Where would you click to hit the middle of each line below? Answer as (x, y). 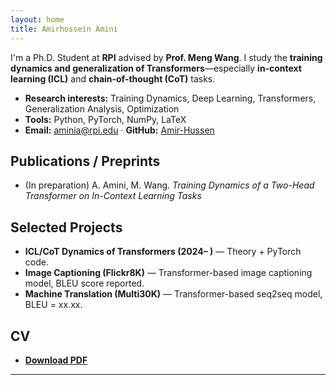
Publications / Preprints (85, 161)
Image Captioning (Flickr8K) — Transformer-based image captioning (168, 273)
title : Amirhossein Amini (64, 29)
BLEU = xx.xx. (53, 305)
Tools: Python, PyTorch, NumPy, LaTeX (105, 119)
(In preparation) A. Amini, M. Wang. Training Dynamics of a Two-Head (169, 185)
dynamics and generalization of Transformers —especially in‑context (156, 68)
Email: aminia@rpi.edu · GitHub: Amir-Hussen (119, 130)
